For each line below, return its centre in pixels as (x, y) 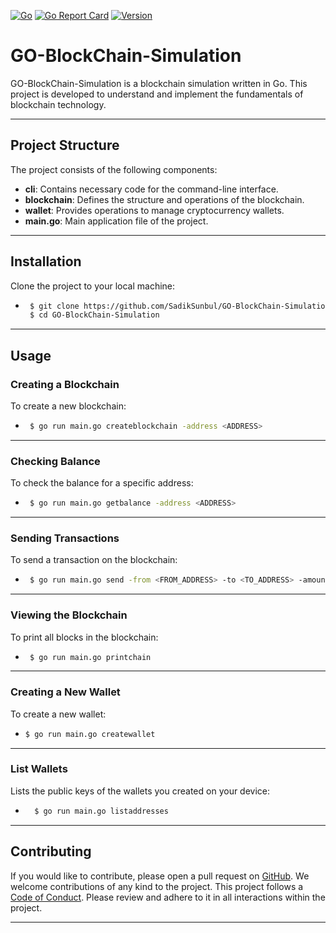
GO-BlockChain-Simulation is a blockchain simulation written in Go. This (159, 83)
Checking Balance (55, 461)
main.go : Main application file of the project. (116, 221)
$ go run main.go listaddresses (101, 811)
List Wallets (39, 769)
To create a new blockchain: (68, 406)
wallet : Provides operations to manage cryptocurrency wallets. (154, 210)
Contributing (51, 851)
